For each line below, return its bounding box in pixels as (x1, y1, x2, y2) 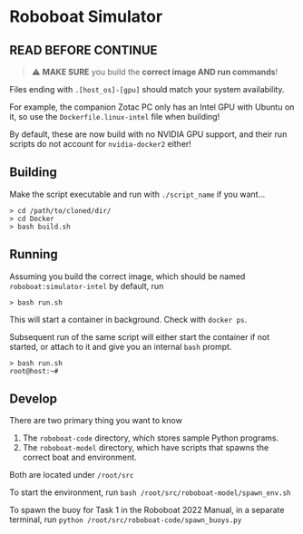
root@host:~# (9, 366, 59, 375)
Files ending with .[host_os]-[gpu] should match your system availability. (9, 84, 285, 94)
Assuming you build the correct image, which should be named (9, 270, 246, 282)
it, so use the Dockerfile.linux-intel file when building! (9, 112, 220, 121)
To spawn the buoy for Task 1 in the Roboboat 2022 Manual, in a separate (9, 505, 285, 516)
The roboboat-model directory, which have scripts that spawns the (22, 442, 269, 453)
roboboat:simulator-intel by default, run (9, 280, 164, 291)
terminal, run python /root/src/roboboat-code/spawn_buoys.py (9, 514, 242, 525)
